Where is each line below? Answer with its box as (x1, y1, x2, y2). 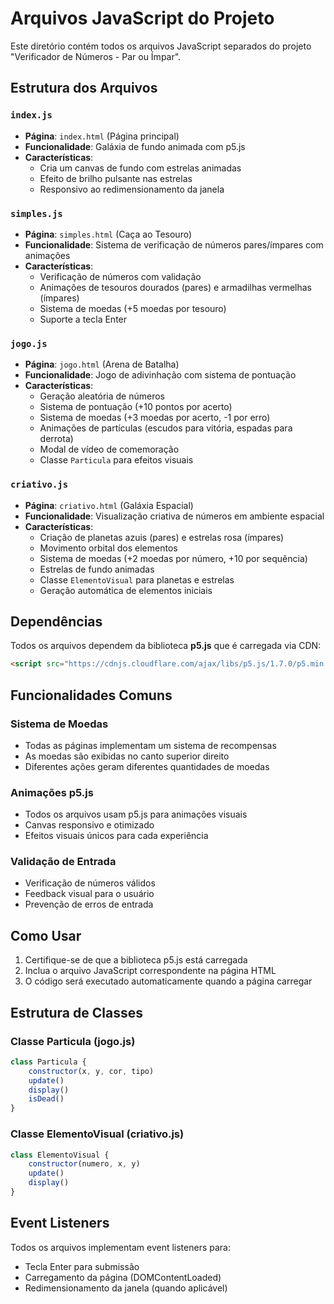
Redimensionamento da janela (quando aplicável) (24, 1282, 228, 1294)
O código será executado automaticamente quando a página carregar (24, 975, 313, 987)
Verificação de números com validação (39, 270, 202, 282)
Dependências (10, 613, 103, 630)
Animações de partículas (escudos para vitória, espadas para (39, 422, 293, 434)
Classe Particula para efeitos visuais (39, 454, 194, 466)
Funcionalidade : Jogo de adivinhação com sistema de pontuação (24, 369, 297, 381)
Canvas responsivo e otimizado (24, 819, 155, 831)
